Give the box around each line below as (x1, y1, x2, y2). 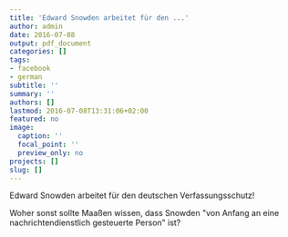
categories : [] (9, 47, 67, 56)
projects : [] (9, 156, 59, 166)
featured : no (9, 114, 59, 123)
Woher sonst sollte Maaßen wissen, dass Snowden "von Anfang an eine (9, 208, 280, 219)
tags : (9, 55, 30, 64)
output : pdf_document (9, 38, 92, 48)
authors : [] (9, 97, 55, 107)
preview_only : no (17, 148, 84, 157)
